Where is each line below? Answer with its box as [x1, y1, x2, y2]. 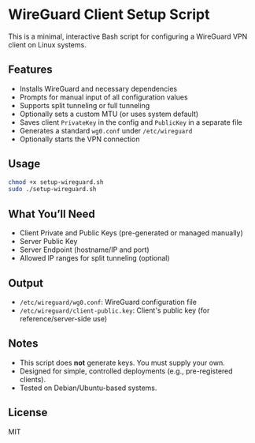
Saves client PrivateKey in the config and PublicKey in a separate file [19, 117, 242, 127]
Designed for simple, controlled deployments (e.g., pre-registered [19, 366, 234, 376]
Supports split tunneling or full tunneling [19, 100, 150, 110]
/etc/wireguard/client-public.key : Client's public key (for [19, 306, 210, 315]
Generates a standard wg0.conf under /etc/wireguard [19, 126, 193, 135]
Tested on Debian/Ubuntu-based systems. [19, 383, 157, 392]
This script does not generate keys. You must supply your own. [19, 358, 226, 367]
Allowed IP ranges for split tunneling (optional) [19, 253, 171, 263]
